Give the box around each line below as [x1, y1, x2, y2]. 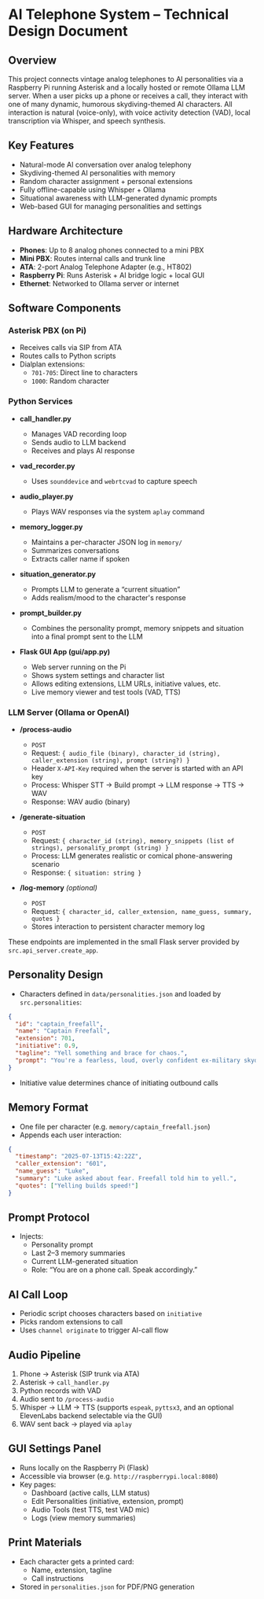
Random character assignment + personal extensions [19, 176, 193, 186]
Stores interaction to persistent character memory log [31, 922, 206, 931]
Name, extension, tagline [31, 1565, 112, 1575]
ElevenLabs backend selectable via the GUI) [19, 1411, 163, 1420]
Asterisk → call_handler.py [19, 1378, 110, 1387]
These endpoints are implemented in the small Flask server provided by [8, 937, 240, 946]
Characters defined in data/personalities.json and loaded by [19, 989, 222, 998]
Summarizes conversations [31, 545, 119, 555]
